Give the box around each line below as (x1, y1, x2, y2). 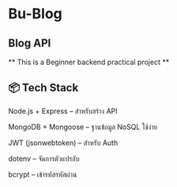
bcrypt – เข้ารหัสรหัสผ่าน (8, 170, 77, 179)
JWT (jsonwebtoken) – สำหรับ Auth (8, 138, 119, 147)
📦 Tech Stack (8, 81, 79, 95)
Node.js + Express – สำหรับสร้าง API (8, 106, 118, 116)
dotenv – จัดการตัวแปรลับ (8, 154, 81, 163)
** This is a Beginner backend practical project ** (8, 57, 170, 67)
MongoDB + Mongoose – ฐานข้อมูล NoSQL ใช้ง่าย (8, 122, 158, 132)
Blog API (8, 36, 51, 50)
